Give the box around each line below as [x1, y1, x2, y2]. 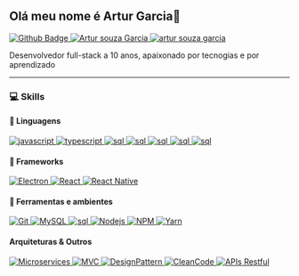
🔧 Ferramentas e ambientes [9, 196, 113, 207]
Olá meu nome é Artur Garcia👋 [9, 9, 181, 24]
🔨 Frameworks [9, 156, 64, 166]
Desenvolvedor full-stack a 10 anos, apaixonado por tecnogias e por [9, 50, 260, 61]
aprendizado [9, 59, 56, 69]
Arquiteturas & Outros [9, 236, 93, 247]
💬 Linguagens [9, 116, 61, 126]
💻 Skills [9, 90, 45, 102]
